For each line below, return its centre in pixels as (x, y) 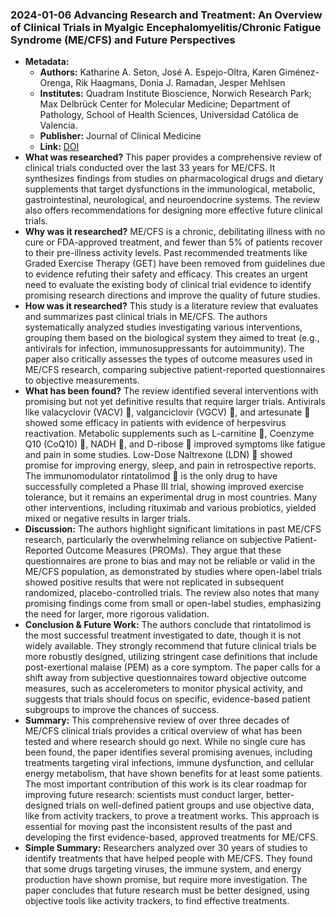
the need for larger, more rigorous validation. (117, 614)
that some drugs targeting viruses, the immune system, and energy (163, 869)
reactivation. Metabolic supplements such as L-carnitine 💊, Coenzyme (169, 434)
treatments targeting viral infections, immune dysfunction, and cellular (169, 763)
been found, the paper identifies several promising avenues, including (168, 752)
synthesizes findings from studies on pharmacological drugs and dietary (174, 179)
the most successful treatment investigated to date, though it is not (163, 635)
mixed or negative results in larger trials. (107, 519)
